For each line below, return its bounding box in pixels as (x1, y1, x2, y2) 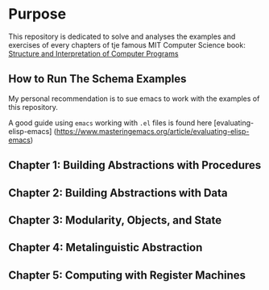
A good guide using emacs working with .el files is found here (8, 118, 213, 128)
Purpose (8, 5, 67, 23)
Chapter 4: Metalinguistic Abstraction (8, 241, 203, 254)
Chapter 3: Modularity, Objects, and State (8, 213, 222, 227)
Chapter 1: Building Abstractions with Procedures (8, 158, 262, 172)
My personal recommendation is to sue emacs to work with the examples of (8, 94, 260, 103)
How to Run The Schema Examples (8, 72, 187, 86)
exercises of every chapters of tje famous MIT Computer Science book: (8, 40, 246, 49)
